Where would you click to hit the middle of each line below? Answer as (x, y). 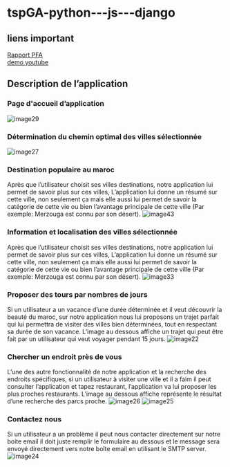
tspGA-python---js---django (92, 13)
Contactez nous (35, 419)
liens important (41, 38)
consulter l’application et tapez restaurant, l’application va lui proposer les (112, 387)
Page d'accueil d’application (56, 104)
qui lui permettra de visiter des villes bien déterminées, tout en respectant (112, 324)
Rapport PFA (25, 55)
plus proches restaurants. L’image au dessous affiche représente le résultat (115, 394)
